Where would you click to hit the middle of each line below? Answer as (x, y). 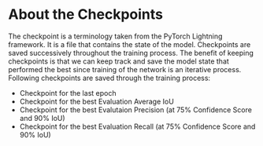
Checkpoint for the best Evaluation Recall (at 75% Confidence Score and (137, 126)
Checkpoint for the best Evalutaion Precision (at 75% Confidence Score (135, 109)
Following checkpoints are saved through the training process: (109, 78)
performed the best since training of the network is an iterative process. (125, 69)
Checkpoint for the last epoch (68, 93)
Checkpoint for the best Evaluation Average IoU (97, 101)
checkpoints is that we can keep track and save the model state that (119, 61)
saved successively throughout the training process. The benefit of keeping (131, 53)
